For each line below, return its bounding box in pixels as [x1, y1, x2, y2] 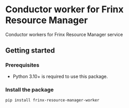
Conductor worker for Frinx [5, 4, 124, 15]
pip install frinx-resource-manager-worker [5, 97, 100, 103]
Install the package [5, 86, 54, 93]
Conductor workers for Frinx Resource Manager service [5, 31, 123, 37]
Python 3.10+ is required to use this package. [12, 73, 109, 79]
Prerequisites [5, 61, 39, 69]
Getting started [5, 46, 55, 55]
